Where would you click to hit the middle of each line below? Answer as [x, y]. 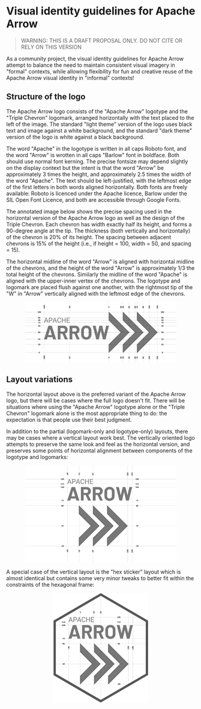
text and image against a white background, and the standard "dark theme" [99, 130]
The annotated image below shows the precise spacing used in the [89, 211]
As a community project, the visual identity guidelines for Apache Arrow [95, 58]
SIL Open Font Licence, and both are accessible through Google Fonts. [94, 199]
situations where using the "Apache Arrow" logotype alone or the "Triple [95, 407]
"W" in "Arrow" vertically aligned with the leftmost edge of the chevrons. [96, 293]
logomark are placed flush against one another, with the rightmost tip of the [100, 287]
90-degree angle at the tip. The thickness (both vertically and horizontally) [98, 231]
